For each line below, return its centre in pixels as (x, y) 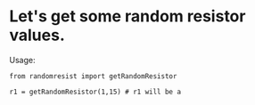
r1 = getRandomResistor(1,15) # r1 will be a (95, 92)
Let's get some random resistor (127, 16)
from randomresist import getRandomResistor (93, 76)
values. (37, 35)
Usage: (22, 60)
